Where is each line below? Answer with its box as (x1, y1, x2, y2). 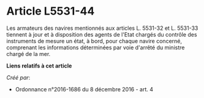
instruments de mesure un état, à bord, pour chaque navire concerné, (6, 37, 183, 44)
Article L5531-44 (6, 4, 95, 18)
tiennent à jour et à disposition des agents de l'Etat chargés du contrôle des (6, 30, 197, 38)
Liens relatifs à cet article (6, 62, 72, 69)
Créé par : (6, 74, 31, 81)
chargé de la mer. (6, 50, 51, 57)
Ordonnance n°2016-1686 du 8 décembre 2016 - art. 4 (15, 85, 154, 93)
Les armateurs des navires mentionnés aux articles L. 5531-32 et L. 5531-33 (6, 24, 198, 32)
